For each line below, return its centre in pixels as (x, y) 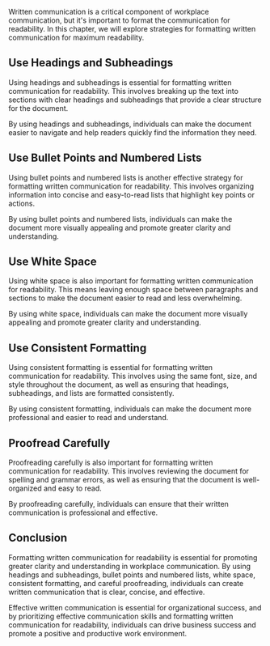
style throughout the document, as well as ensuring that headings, (118, 385)
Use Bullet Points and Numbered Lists (105, 158)
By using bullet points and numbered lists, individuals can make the (120, 219)
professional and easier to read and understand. (89, 418)
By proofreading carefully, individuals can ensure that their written (118, 504)
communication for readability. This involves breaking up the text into (123, 91)
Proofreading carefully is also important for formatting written (111, 463)
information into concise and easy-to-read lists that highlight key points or (131, 194)
